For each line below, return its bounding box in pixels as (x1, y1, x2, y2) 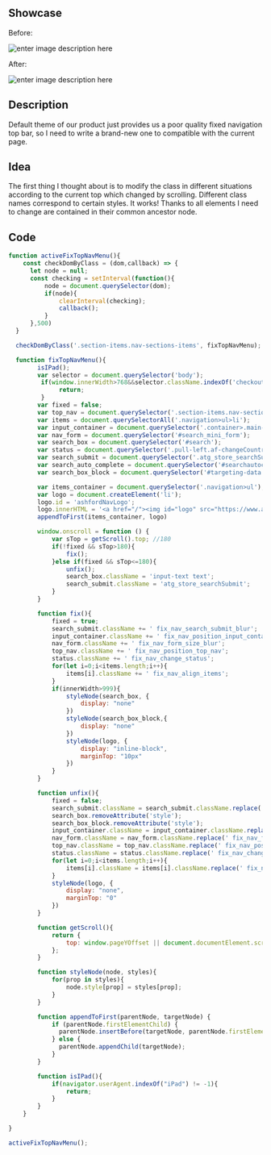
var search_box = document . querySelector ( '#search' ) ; (37, 439, 222, 447)
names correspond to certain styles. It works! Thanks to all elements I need (8, 198, 259, 208)
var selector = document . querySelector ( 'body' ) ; (37, 371, 204, 379)
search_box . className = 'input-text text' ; (65, 573, 215, 581)
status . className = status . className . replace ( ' (51, 849, 215, 857)
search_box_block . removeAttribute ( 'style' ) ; (51, 819, 204, 828)
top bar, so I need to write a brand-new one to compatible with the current (8, 128, 255, 138)
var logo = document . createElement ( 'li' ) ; (37, 490, 182, 498)
